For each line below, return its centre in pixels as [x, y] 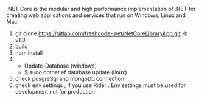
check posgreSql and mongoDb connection [70, 79]
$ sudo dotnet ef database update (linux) [75, 72]
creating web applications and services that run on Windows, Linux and [96, 15]
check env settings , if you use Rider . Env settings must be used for [100, 85]
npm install [29, 53]
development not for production [55, 92]
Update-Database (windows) [61, 66]
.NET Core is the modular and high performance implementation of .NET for [101, 9]
